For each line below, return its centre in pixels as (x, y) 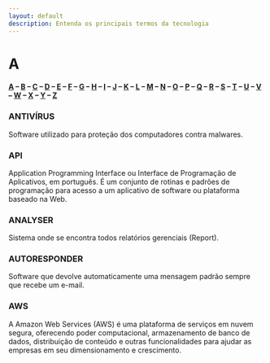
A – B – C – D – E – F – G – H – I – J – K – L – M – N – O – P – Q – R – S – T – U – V (135, 87)
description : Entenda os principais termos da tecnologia (109, 24)
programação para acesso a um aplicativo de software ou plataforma (124, 190)
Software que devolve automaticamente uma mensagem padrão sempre (129, 277)
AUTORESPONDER (46, 259)
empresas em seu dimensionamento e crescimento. (95, 350)
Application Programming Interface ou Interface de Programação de (122, 173)
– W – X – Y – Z (33, 95)
